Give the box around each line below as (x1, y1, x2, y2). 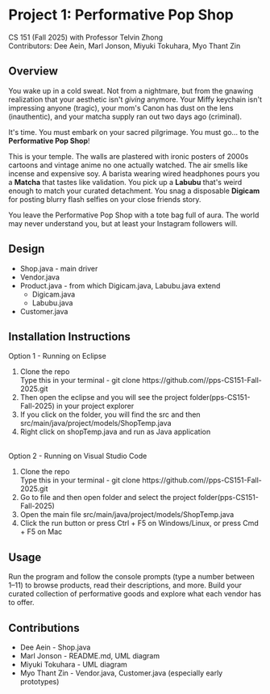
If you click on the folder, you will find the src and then (19, 410, 201, 419)
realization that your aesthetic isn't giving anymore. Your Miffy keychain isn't (8, 95, 263, 104)
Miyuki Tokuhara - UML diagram (19, 660, 127, 669)
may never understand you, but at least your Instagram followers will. (8, 218, 238, 228)
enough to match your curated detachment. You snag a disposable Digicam (8, 186, 260, 196)
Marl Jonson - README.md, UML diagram (19, 651, 160, 660)
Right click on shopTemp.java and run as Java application (19, 427, 211, 437)
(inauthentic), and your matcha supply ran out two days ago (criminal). (8, 111, 243, 121)
